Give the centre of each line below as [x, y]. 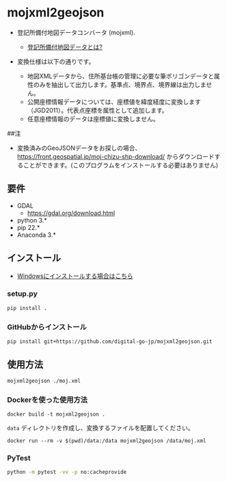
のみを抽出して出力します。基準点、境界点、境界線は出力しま [120, 84]
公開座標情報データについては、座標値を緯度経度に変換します [114, 101]
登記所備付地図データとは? [65, 47]
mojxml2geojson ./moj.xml [44, 381]
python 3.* [32, 220]
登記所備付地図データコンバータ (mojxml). [76, 32]
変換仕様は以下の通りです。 [56, 61]
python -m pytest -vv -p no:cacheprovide [67, 472]
